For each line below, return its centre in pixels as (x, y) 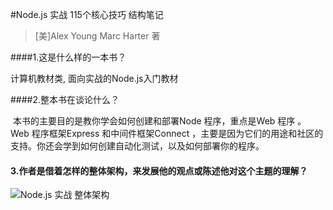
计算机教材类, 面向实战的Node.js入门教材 (94, 78)
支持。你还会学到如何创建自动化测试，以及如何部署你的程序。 (137, 146)
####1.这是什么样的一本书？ (68, 57)
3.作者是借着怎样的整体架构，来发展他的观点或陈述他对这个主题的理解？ (159, 170)
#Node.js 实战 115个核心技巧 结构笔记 (87, 14)
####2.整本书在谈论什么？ (65, 99)
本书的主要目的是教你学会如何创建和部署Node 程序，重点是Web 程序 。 (159, 121)
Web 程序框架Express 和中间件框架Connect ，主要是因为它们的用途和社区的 (167, 133)
